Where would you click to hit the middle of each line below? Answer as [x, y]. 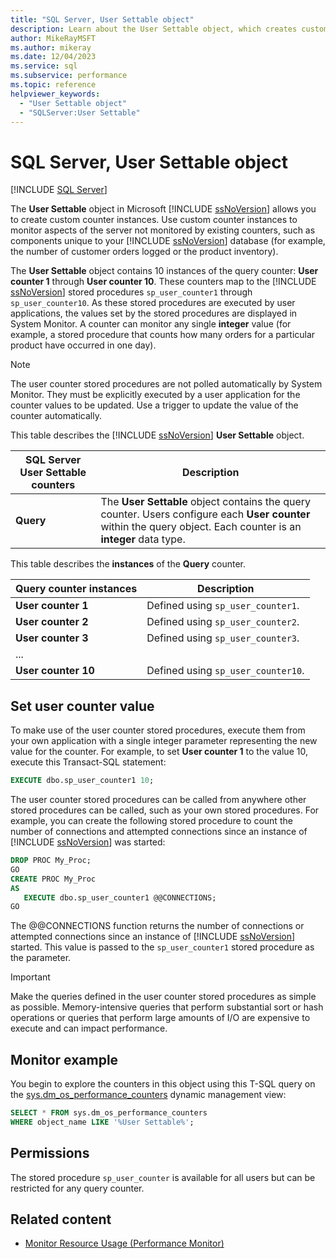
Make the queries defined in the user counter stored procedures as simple [163, 997]
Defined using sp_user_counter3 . [223, 638]
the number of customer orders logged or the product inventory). [144, 252]
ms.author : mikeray [51, 47]
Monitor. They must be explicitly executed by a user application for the [155, 395]
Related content [61, 1219]
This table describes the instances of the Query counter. [128, 564]
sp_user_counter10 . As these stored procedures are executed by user [153, 303]
